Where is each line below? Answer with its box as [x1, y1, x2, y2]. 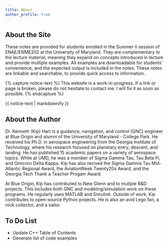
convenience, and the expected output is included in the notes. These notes [5, 65, 162, 71]
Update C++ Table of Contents [12, 229, 76, 235]
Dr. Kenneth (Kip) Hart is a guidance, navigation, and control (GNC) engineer [5, 128, 163, 134]
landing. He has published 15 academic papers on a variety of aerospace [5, 150, 156, 156]
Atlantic [5, 166, 21, 172]
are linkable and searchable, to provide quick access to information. [5, 71, 145, 77]
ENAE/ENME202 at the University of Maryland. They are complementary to [5, 49, 160, 55]
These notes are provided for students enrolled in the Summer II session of [5, 44, 160, 50]
